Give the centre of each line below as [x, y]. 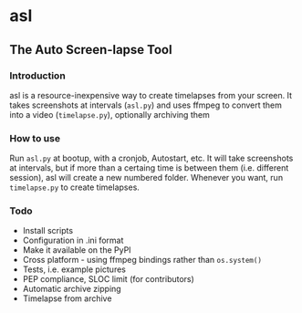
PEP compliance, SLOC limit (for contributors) [108, 279]
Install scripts [48, 231]
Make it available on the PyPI [77, 250]
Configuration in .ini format [73, 240]
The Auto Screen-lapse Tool [91, 50]
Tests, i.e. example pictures [74, 269]
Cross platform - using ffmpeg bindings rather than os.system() [142, 260]
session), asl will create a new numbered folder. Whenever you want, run [146, 178]
